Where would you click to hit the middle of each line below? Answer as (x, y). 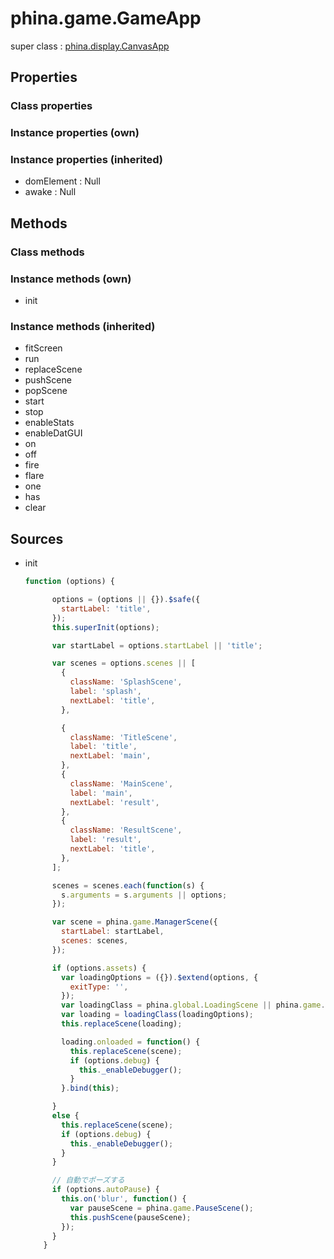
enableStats (49, 423)
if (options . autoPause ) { (105, 1190)
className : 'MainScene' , (121, 783)
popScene (46, 391)
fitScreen (43, 348)
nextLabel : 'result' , (114, 802)
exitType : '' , (99, 987)
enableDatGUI (53, 433)
